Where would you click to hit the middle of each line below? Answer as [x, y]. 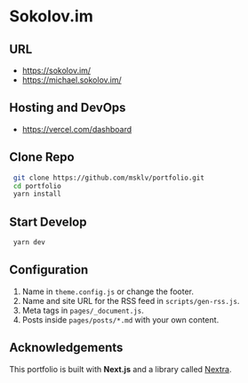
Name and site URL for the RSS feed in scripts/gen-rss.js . [131, 300]
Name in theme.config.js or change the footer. [108, 291]
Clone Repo [42, 157]
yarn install [37, 194]
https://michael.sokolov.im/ [72, 80]
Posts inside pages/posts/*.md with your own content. [120, 319]
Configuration [49, 270]
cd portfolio [37, 186]
